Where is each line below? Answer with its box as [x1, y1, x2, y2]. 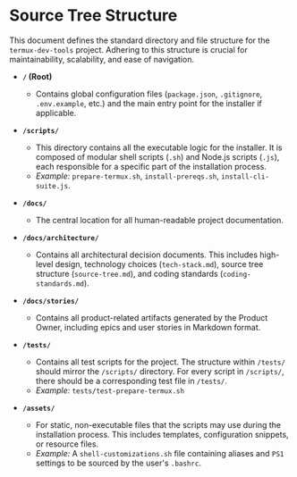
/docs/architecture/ [21, 233, 99, 242]
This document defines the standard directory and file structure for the [9, 35, 270, 46]
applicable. [35, 107, 77, 118]
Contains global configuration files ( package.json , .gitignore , [35, 88, 263, 99]
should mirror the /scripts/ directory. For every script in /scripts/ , [35, 365, 284, 376]
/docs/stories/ [21, 297, 80, 305]
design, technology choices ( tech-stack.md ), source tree [55, 258, 264, 269]
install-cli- [220, 172, 270, 181]
